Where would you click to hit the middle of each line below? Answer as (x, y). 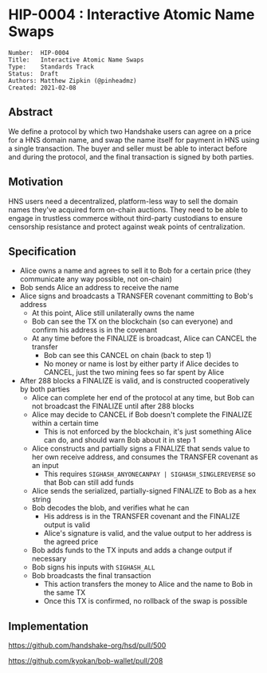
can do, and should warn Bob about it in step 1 (120, 440)
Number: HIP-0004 (39, 53)
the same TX (65, 592)
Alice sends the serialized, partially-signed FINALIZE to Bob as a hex (144, 491)
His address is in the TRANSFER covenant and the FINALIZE (142, 517)
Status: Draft (33, 73)
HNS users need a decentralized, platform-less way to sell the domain (123, 201)
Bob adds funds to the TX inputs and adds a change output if (132, 550)
